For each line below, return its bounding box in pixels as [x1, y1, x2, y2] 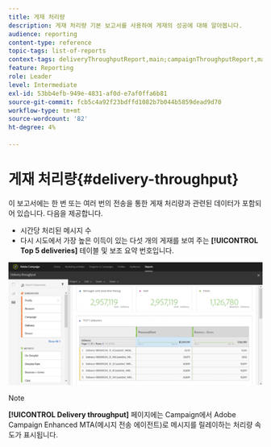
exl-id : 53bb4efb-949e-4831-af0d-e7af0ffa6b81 [8, 89, 168, 97]
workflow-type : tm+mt [8, 106, 81, 114]
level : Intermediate [8, 81, 78, 89]
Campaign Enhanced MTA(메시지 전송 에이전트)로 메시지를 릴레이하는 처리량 [8, 420, 253, 430]
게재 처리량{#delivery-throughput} [8, 170, 240, 188]
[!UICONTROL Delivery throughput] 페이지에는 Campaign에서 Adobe [8, 410, 236, 420]
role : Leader [8, 72, 52, 81]
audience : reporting [8, 30, 78, 38]
